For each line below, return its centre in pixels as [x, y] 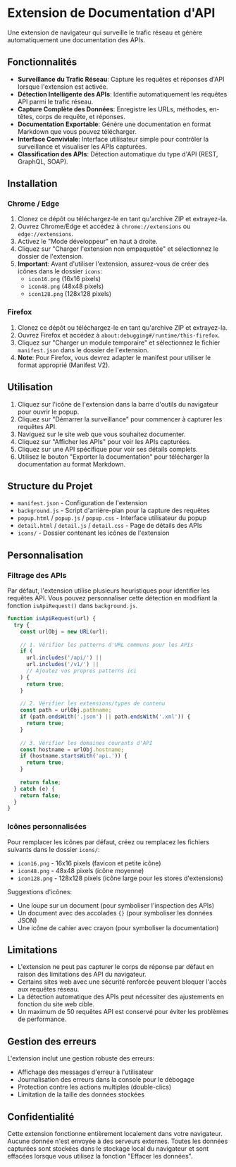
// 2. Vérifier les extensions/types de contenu [93, 704]
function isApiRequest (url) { [52, 619]
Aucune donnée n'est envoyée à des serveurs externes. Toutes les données [118, 1141]
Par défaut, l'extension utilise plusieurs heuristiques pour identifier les [108, 591]
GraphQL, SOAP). [43, 161]
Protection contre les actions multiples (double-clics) [94, 1087]
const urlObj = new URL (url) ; [64, 631]
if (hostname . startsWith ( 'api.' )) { [74, 756]
